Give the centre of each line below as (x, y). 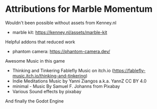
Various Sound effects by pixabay (47, 91)
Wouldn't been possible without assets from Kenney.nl (61, 23)
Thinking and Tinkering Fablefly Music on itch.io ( (63, 71)
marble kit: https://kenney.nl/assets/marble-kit (60, 32)
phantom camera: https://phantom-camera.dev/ (61, 51)
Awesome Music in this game (35, 61)
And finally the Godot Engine (35, 101)
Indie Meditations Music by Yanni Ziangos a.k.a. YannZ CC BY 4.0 (79, 81)
